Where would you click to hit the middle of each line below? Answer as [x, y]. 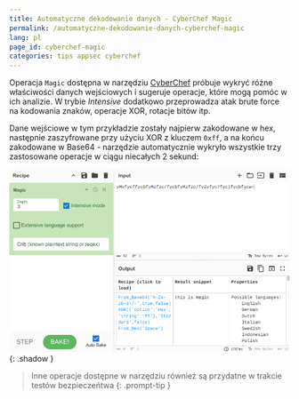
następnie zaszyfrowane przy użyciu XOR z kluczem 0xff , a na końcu [137, 138]
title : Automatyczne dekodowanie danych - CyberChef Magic [121, 19]
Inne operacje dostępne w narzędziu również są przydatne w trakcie [156, 375]
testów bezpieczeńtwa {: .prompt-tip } [101, 385]
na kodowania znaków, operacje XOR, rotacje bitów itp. [110, 111]
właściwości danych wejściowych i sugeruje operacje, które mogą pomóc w [148, 92]
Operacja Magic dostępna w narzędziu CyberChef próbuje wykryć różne [141, 83]
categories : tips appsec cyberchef [75, 56]
